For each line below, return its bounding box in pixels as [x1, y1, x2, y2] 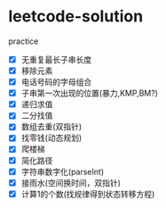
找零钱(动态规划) [20, 132, 82, 144]
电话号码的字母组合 [20, 77, 92, 87]
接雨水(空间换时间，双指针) [20, 177, 121, 188]
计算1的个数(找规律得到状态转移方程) [20, 188, 155, 199]
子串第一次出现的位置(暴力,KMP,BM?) [20, 87, 159, 99]
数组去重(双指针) [20, 121, 82, 132]
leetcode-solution [8, 6, 144, 27]
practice [8, 36, 39, 46]
